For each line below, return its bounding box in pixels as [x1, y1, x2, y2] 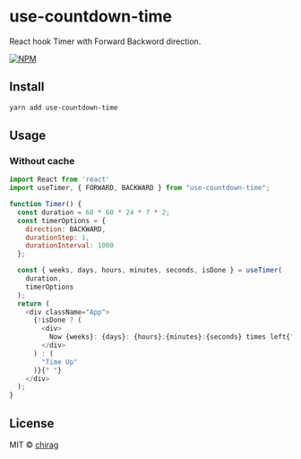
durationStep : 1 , [25, 233, 90, 242]
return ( [17, 299, 50, 308]
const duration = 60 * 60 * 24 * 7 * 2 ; [17, 208, 170, 217]
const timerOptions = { [17, 216, 106, 225]
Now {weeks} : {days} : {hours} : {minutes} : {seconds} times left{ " [48, 333, 295, 342]
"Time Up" [41, 357, 78, 367]
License [9, 415, 55, 431]
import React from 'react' [9, 175, 110, 185]
